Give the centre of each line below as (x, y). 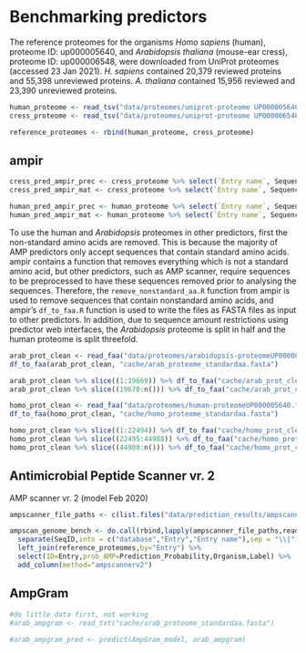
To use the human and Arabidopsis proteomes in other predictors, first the (149, 232)
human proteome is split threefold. (74, 338)
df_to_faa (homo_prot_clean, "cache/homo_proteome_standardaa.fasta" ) (144, 414)
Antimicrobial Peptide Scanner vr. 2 (112, 476)
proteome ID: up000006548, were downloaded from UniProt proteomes (144, 61)
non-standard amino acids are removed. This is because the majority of (143, 242)
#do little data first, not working (79, 614)
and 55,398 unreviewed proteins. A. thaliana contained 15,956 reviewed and (153, 80)
